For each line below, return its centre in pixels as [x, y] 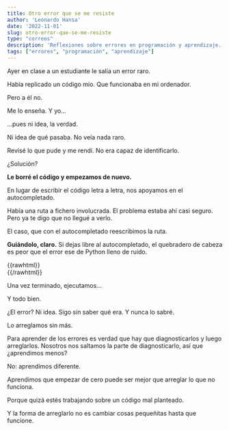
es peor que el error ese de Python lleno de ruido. [77, 252]
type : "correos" [30, 39]
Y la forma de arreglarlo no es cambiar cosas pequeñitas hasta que [102, 413]
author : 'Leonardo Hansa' [44, 20]
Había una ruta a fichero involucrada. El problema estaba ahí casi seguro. [110, 211]
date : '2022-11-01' [35, 26]
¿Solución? [23, 163]
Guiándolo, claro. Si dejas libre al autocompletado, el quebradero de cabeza [115, 244]
